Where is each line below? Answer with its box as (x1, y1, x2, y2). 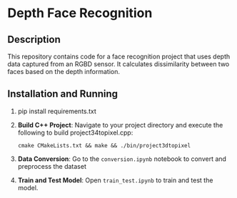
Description (7, 33, 61, 46)
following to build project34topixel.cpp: (17, 128, 133, 137)
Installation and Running (7, 88, 118, 100)
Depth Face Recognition (7, 5, 153, 21)
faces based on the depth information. (7, 68, 120, 75)
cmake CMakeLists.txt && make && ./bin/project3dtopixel (17, 142, 191, 149)
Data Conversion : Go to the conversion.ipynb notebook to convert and (17, 155, 227, 163)
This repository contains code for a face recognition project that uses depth (7, 52, 231, 61)
